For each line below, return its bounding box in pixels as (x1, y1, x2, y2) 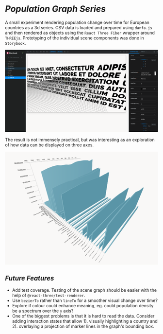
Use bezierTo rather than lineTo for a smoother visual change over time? (12, 298, 158, 303)
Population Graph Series (5, 3, 106, 15)
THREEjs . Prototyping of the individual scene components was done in (5, 35, 144, 41)
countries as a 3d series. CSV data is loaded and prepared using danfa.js (5, 24, 153, 30)
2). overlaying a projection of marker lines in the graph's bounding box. (12, 323, 154, 329)
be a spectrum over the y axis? (12, 308, 74, 314)
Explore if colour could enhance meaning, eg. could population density (12, 302, 154, 308)
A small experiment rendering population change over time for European (5, 19, 149, 25)
